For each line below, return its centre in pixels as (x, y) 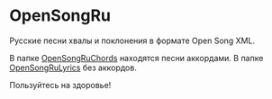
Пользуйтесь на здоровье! (60, 85)
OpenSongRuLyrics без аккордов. (73, 67)
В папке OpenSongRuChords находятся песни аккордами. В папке (136, 58)
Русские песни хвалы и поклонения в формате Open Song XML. (132, 40)
